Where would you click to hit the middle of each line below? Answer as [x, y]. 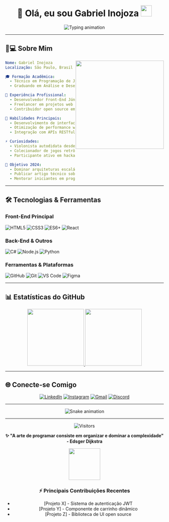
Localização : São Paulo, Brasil [39, 67]
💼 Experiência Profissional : [36, 95]
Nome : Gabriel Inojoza [29, 63]
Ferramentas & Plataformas [39, 265]
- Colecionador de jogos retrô [43, 151]
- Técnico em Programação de [40, 81]
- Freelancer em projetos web [41, 104]
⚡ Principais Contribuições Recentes [84, 491]
